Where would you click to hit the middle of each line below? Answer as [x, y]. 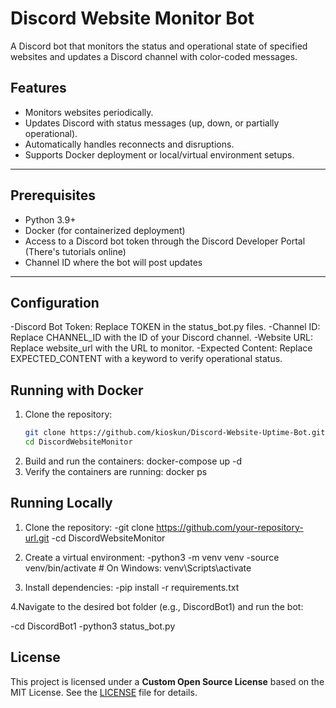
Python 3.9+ [50, 219]
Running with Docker [77, 390]
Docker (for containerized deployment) [105, 230]
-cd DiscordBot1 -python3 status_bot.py [93, 626]
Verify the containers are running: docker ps [116, 471]
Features [38, 88]
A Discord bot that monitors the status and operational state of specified [159, 46]
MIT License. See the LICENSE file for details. [104, 692]
